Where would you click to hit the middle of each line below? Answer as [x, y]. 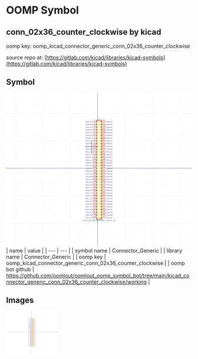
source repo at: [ [26, 57]
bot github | [20, 269]
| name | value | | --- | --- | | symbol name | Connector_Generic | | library [94, 250]
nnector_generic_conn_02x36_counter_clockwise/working [77, 282]
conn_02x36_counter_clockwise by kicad [84, 32]
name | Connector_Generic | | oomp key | [56, 257]
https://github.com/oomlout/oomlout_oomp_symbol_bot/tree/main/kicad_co [98, 275]
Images [20, 300]
